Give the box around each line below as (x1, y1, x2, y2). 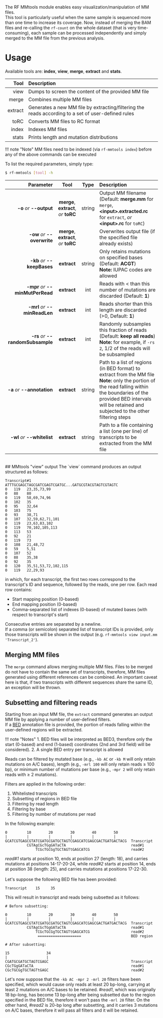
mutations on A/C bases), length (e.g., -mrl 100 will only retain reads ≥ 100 (5, 761, 154, 767)
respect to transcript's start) (12, 612, 69, 617)
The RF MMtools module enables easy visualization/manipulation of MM (5, 4, 149, 10)
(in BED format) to (99, 365, 141, 372)
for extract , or (99, 214, 132, 221)
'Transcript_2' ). (5, 636, 39, 642)
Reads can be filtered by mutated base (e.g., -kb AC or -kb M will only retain (5, 756, 156, 762)
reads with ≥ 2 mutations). (5, 772, 58, 778)
